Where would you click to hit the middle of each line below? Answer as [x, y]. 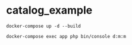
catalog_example [49, 10]
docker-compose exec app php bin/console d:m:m [66, 36]
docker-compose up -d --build [44, 26]
